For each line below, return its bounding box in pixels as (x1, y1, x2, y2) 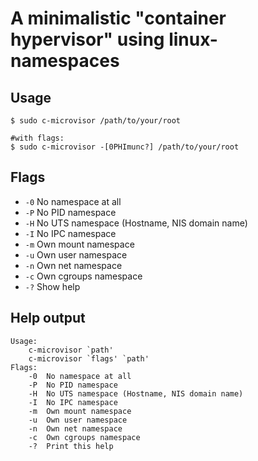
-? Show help (24, 280, 81, 292)
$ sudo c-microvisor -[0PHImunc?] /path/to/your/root (10, 142, 240, 152)
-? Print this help (28, 441, 114, 451)
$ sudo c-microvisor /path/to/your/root (10, 116, 182, 126)
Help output (10, 310, 86, 327)
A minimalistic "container (10, 7, 227, 30)
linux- (168, 28, 218, 51)
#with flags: (10, 133, 65, 143)
